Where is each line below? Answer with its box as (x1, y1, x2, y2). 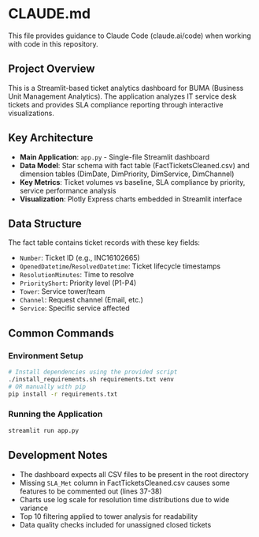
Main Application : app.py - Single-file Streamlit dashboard (19, 152, 210, 162)
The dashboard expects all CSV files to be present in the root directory (19, 469, 250, 479)
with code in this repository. (8, 39, 98, 48)
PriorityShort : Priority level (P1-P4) (19, 278, 137, 288)
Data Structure (8, 216, 83, 230)
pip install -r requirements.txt (8, 390, 118, 398)
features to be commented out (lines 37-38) (19, 486, 163, 496)
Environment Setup (8, 350, 84, 361)
